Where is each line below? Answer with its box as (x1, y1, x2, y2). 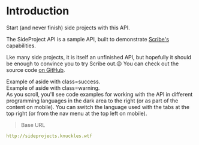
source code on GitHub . (6, 66, 65, 73)
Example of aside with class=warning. (6, 84, 100, 91)
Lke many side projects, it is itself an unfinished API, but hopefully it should (6, 53, 192, 61)
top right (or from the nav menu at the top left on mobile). (6, 110, 147, 117)
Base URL (20, 121, 46, 128)
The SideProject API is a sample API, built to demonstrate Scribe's (6, 35, 170, 43)
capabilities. (6, 42, 36, 49)
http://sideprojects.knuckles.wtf (6, 133, 93, 139)
